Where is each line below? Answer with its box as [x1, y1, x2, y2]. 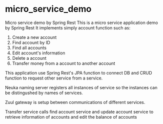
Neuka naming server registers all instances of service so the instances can [5, 84, 158, 90]
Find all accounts [12, 45, 47, 50]
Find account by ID [12, 39, 50, 45]
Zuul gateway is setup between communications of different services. [5, 99, 145, 105]
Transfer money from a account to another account [12, 60, 116, 66]
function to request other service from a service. [5, 75, 103, 81]
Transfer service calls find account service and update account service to [5, 109, 154, 115]
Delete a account [12, 55, 47, 61]
